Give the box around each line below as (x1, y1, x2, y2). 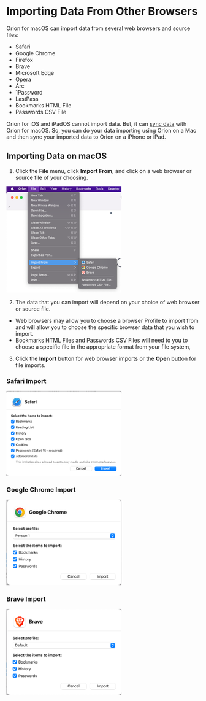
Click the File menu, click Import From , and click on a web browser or (15, 167, 192, 174)
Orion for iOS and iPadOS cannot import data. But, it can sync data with (6, 120, 187, 127)
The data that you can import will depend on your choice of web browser (15, 298, 200, 306)
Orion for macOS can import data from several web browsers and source (6, 25, 191, 32)
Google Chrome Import (6, 485, 76, 494)
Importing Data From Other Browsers (6, 4, 198, 18)
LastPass (15, 95, 39, 103)
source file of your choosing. (15, 174, 88, 181)
